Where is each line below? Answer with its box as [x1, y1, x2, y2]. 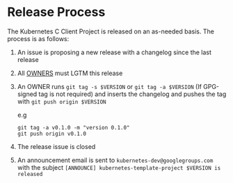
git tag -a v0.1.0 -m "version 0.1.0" [17, 124, 130, 131]
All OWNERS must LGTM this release [17, 69, 123, 77]
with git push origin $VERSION [17, 97, 106, 105]
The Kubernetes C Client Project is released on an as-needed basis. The [7, 27, 214, 35]
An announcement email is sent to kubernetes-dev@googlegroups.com [17, 156, 214, 164]
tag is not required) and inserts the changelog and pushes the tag [38, 90, 227, 98]
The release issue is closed [17, 142, 96, 150]
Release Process [7, 4, 106, 20]
